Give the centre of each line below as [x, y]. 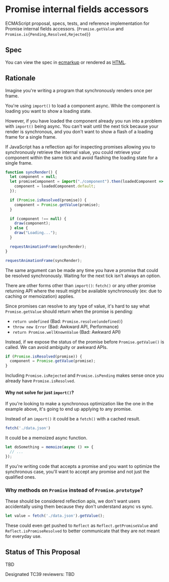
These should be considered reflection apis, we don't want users [73, 501]
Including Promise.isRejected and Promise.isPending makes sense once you [84, 375]
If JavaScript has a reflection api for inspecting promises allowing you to [80, 147]
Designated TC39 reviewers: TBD [40, 574]
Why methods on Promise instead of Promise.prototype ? [74, 490]
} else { [19, 228]
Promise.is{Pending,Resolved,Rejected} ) [48, 34]
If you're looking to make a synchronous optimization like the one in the [79, 404]
